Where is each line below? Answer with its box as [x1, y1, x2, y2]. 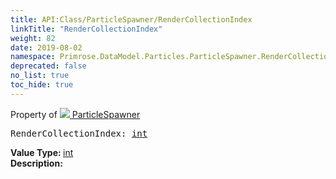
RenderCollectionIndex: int [10, 127, 148, 139]
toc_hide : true [10, 80, 74, 90]
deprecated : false [10, 61, 87, 71]
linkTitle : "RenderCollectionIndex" [10, 24, 163, 34]
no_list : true [10, 71, 70, 81]
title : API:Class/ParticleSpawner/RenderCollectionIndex [10, 14, 253, 25]
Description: [10, 157, 63, 169]
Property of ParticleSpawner [10, 108, 141, 120]
